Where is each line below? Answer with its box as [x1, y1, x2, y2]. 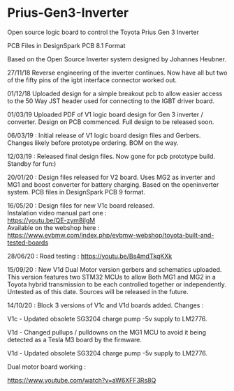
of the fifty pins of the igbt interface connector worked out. [7, 75, 177, 84]
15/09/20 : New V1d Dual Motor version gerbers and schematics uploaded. [7, 265, 222, 273]
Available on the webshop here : [7, 223, 100, 231]
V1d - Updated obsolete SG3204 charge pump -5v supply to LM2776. [7, 348, 208, 357]
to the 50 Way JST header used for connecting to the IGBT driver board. [7, 96, 215, 105]
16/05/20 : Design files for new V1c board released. [7, 201, 155, 210]
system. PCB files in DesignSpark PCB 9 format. [7, 187, 145, 196]
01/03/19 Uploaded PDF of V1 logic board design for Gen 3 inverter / [7, 110, 204, 118]
